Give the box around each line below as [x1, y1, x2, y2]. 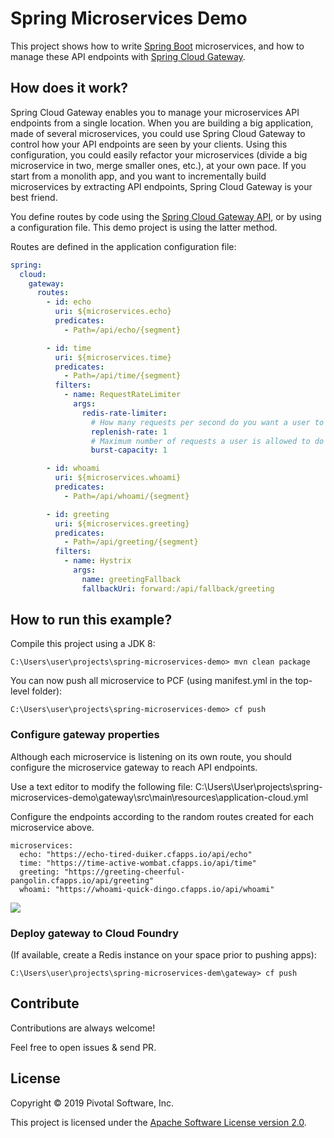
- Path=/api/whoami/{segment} [63, 491, 190, 501]
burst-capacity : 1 [90, 445, 168, 456]
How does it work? [10, 80, 129, 97]
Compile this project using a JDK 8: [10, 638, 156, 650]
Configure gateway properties [10, 728, 160, 742]
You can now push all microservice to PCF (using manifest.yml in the [10, 675, 293, 687]
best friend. [10, 191, 58, 203]
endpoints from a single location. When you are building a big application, [10, 117, 314, 129]
